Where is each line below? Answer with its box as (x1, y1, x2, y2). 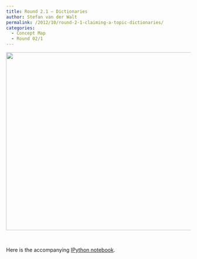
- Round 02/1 (11, 36, 43, 42)
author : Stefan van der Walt (6, 14, 77, 20)
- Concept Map (11, 30, 46, 36)
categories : (6, 25, 35, 31)
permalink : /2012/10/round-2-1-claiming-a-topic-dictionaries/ (6, 19, 164, 25)
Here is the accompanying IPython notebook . (6, 247, 116, 253)
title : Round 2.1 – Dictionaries (6, 8, 88, 15)
